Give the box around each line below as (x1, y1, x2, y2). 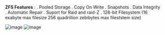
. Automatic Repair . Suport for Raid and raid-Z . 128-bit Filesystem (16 (5, 9, 148, 15)
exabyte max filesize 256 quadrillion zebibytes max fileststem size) (5, 15, 142, 20)
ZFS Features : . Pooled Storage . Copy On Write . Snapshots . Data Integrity (5, 4, 161, 10)
